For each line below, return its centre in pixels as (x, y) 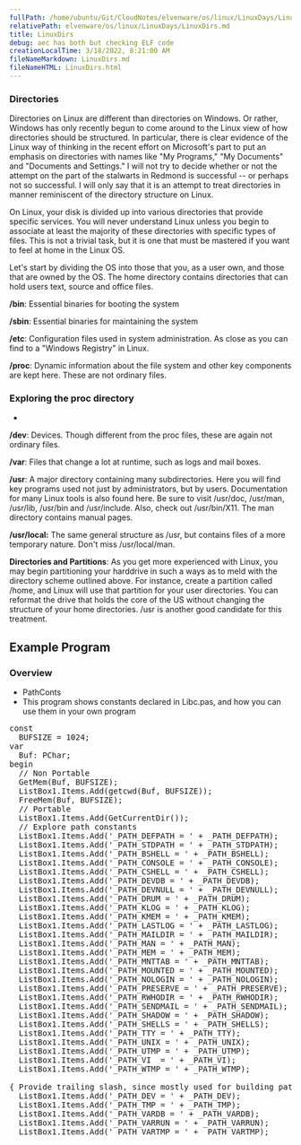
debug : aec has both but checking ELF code (92, 43)
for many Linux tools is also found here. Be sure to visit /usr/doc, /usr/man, (147, 499)
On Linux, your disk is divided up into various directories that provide (136, 213)
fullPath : (28, 17)
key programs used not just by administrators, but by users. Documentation (149, 489)
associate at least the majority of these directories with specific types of (142, 231)
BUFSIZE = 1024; (54, 737)
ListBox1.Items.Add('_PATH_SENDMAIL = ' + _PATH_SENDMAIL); (153, 1006)
